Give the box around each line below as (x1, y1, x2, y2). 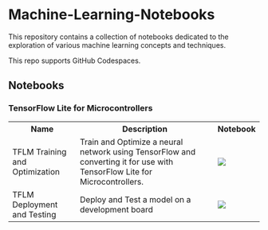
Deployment (12, 199, 58, 210)
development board (79, 204, 154, 215)
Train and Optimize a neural (79, 136, 183, 147)
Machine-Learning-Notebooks (8, 6, 215, 24)
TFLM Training (12, 146, 67, 157)
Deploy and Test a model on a (79, 193, 191, 205)
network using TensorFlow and (79, 146, 196, 157)
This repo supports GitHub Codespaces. (8, 56, 141, 65)
